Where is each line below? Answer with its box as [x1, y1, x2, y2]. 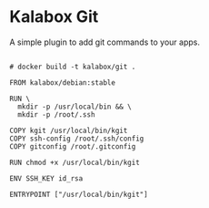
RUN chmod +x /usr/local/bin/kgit [9, 158, 141, 167]
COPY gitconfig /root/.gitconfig [9, 141, 136, 151]
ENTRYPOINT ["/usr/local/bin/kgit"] [9, 190, 148, 199]
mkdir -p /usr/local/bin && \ [17, 102, 132, 111]
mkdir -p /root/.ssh [17, 109, 95, 120]
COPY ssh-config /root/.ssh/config [9, 134, 144, 143]
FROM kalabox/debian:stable [9, 78, 116, 88]
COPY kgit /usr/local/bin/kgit [9, 126, 128, 135]
